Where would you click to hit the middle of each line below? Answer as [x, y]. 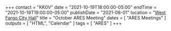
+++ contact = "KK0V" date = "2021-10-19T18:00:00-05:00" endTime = [81, 7]
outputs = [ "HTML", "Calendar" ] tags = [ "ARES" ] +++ [63, 23]
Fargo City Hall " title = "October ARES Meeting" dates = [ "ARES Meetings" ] [86, 18]
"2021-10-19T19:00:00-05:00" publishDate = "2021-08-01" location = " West [85, 12]
